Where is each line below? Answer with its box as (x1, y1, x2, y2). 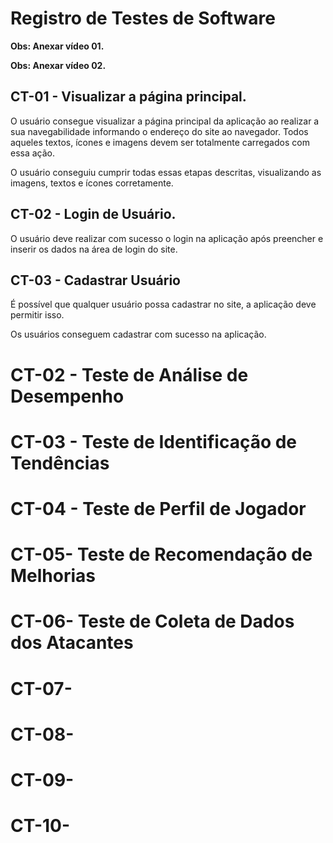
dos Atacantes (10, 632, 134, 654)
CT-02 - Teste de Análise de (10, 363, 249, 386)
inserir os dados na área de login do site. (10, 243, 178, 255)
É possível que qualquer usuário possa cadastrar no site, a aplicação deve (10, 298, 317, 311)
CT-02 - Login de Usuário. (10, 206, 177, 223)
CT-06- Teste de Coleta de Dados (10, 610, 295, 633)
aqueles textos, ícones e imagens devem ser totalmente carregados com (10, 136, 310, 148)
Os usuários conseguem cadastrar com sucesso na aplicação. (10, 328, 267, 341)
